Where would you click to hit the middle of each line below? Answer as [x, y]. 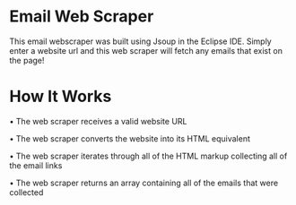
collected [26, 192]
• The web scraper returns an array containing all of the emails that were [144, 183]
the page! [27, 60]
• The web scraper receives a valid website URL [98, 121]
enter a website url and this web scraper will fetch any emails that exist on [146, 50]
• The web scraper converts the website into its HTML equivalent [130, 138]
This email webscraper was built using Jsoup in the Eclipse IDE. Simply [140, 41]
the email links [36, 165]
